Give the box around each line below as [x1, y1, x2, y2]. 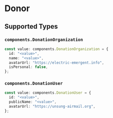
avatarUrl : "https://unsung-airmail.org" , [9, 104, 96, 109]
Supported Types [4, 22, 58, 31]
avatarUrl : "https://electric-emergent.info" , [9, 60, 104, 65]
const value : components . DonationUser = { [4, 90, 91, 95]
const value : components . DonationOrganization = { [4, 47, 109, 51]
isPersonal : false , [9, 65, 48, 69]
